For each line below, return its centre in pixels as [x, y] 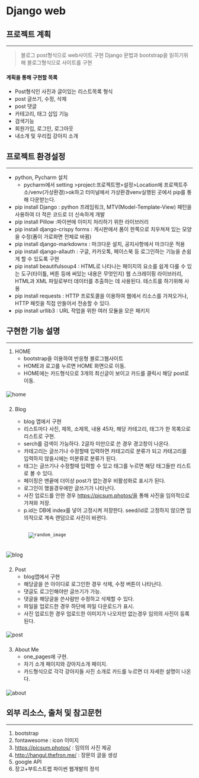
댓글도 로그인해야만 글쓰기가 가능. [62, 591]
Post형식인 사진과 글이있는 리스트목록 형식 [64, 92]
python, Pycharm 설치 [41, 177]
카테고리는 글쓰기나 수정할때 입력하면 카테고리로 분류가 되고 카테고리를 [105, 451]
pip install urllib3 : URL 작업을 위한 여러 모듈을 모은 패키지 [82, 311]
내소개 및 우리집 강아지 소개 [46, 136]
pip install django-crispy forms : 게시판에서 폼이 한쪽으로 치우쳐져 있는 [98, 229]
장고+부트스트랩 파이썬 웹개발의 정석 [57, 769]
